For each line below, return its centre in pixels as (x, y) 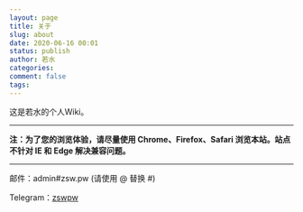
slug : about (32, 34)
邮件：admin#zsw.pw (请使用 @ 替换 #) (83, 178)
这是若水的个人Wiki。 (49, 111)
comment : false (38, 77)
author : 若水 (32, 60)
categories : (32, 69)
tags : (19, 85)
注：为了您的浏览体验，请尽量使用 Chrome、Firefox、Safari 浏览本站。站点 (150, 139)
